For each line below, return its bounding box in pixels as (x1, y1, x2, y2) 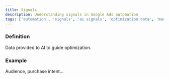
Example (5, 57, 27, 64)
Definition (5, 33, 30, 40)
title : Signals (5, 7, 37, 12)
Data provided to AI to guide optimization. (5, 44, 92, 50)
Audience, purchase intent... (5, 68, 64, 74)
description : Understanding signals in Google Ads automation (5, 12, 138, 17)
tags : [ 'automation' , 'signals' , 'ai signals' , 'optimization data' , (5, 16, 154, 21)
